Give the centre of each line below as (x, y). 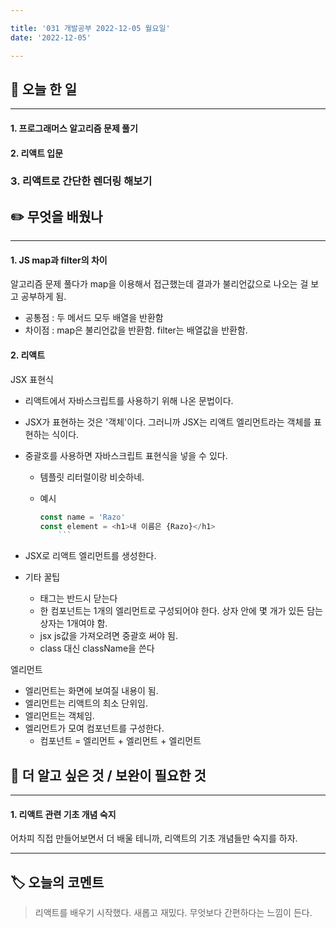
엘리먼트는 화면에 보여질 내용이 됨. (91, 691)
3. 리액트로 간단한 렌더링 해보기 (81, 181)
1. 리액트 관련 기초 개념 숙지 (63, 814)
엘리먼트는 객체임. (59, 716)
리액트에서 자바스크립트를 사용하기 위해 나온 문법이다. (129, 400)
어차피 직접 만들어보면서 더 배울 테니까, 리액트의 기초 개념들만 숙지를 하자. (154, 838)
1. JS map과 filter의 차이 (59, 260)
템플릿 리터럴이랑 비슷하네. (92, 477)
